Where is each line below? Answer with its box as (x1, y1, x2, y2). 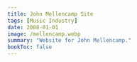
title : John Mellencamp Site (7, 10, 94, 18)
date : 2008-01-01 (7, 24, 59, 31)
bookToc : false (7, 43, 53, 51)
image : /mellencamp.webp (7, 30, 81, 38)
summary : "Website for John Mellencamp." (7, 37, 132, 44)
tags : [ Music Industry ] (7, 17, 78, 24)
